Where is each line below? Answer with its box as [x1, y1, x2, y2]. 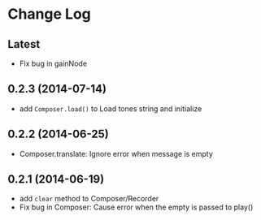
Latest [7, 37, 41, 51]
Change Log [7, 5, 91, 24]
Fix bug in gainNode [19, 58, 87, 68]
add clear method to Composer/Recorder [19, 194, 159, 204]
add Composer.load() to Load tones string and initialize [19, 103, 202, 114]
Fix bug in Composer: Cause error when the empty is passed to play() [19, 202, 254, 212]
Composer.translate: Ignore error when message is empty [19, 149, 213, 158]
